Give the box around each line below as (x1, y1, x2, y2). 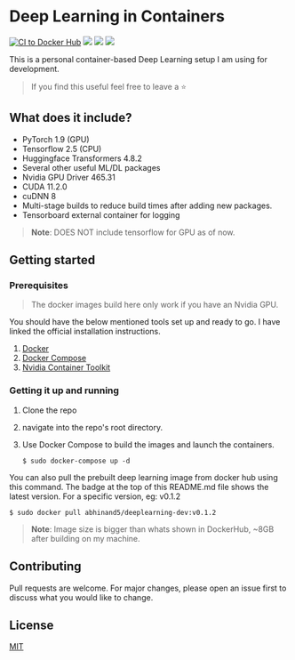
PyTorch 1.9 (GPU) (21, 133, 90, 144)
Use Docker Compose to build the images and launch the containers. (21, 439, 275, 450)
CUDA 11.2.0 (21, 181, 68, 192)
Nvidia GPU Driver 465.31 (21, 172, 116, 182)
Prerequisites (9, 279, 68, 292)
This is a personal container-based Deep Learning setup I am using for (9, 53, 268, 64)
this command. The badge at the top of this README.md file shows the (9, 481, 269, 492)
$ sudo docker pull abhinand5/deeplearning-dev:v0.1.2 (9, 508, 217, 517)
